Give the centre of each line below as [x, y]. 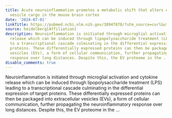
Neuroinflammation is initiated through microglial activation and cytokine [82, 77]
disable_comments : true [31, 63]
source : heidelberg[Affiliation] [41, 29]
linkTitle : [17, 24]
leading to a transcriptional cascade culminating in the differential [74, 88]
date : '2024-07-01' [26, 19]
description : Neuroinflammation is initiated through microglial [76, 34]
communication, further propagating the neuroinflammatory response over [84, 104]
